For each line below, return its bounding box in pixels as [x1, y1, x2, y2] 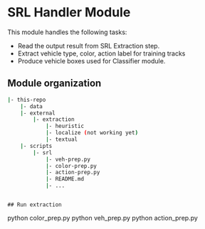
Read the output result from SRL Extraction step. [17, 41, 160, 50]
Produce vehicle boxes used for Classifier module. [17, 56, 166, 65]
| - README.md [45, 176, 84, 183]
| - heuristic [45, 122, 84, 130]
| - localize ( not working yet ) [45, 129, 139, 137]
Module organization [7, 78, 102, 90]
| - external [20, 110, 56, 117]
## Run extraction [7, 201, 62, 208]
